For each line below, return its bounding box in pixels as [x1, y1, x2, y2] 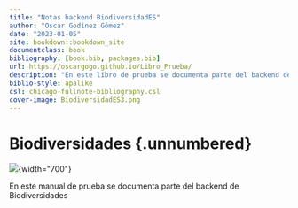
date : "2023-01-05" [9, 29, 82, 38]
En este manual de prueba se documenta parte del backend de [9, 181, 239, 191]
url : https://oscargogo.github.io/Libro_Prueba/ [9, 63, 192, 72]
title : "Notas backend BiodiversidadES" [9, 12, 161, 22]
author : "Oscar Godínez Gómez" [9, 21, 125, 30]
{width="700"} [18, 164, 73, 174]
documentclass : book [9, 46, 86, 55]
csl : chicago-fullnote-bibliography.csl [9, 87, 161, 96]
